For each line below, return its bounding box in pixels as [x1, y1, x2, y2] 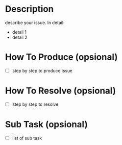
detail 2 [12, 34, 28, 40]
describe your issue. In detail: [5, 20, 65, 25]
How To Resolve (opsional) [5, 85, 116, 97]
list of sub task [12, 135, 42, 141]
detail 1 [12, 29, 27, 35]
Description [5, 3, 54, 15]
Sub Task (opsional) [5, 119, 88, 130]
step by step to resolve [12, 101, 59, 107]
